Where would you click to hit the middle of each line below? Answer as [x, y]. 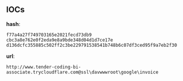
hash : [13, 24]
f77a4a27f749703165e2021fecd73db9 [49, 35]
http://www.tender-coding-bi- [44, 67]
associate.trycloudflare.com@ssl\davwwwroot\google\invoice [83, 72]
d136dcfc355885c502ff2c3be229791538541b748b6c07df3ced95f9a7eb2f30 [92, 45]
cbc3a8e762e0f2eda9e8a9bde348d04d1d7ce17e [60, 40]
